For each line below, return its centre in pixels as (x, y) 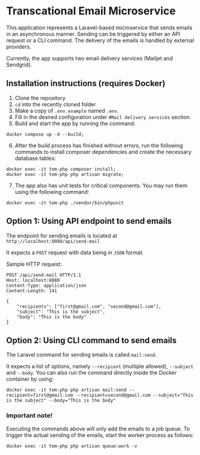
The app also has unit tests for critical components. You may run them (101, 185)
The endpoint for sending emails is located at (62, 235)
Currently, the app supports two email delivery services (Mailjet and (90, 58)
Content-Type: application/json (46, 286)
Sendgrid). (19, 65)
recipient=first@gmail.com (40, 395)
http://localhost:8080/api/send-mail (53, 241)
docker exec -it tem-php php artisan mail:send (67, 390)
